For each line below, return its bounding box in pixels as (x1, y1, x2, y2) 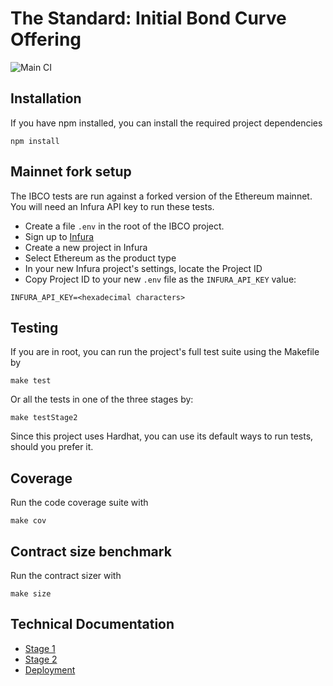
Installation (10, 90, 82, 107)
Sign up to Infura (24, 230, 95, 242)
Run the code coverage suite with (10, 497, 149, 509)
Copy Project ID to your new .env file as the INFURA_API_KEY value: (24, 273, 297, 285)
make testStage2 (10, 413, 78, 423)
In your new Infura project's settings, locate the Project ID (24, 262, 263, 274)
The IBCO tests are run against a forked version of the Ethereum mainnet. (10, 190, 313, 202)
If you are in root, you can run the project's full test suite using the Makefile (10, 346, 320, 358)
